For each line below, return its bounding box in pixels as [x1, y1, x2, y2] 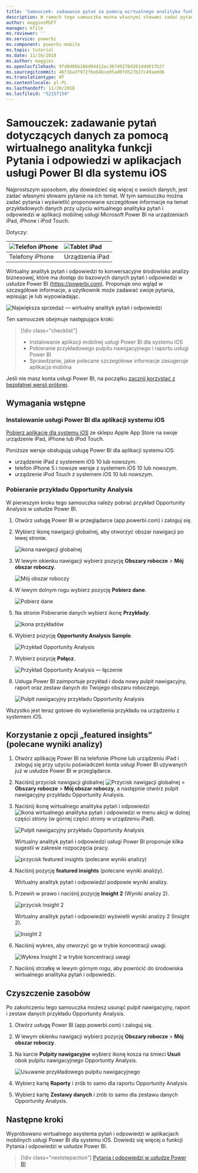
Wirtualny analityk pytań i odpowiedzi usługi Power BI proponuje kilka [14, 838, 184, 845]
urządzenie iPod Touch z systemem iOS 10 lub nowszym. [14, 471, 154, 478]
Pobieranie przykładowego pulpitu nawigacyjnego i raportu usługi [29, 344, 189, 351]
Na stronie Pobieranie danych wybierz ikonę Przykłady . [14, 609, 150, 616]
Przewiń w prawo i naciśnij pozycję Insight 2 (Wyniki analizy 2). [14, 890, 170, 897]
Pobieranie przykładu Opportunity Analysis [6, 486, 133, 494]
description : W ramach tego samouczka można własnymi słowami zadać [6, 14, 178, 20]
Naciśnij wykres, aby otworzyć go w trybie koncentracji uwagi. [14, 942, 167, 949]
